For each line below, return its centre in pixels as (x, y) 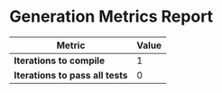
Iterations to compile (60, 60)
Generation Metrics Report (111, 17)
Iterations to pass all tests (71, 75)
